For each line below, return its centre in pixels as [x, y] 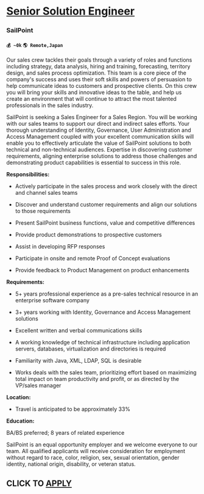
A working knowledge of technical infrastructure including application [103, 343]
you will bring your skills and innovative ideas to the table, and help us [94, 92]
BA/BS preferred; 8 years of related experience [65, 433]
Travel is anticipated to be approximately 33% [73, 409]
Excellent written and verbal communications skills [79, 330]
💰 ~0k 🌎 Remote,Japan [35, 45]
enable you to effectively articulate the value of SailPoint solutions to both [99, 143]
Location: [19, 398]
